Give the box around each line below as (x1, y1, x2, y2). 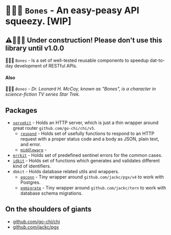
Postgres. (20, 179, 41, 185)
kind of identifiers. (12, 163, 51, 169)
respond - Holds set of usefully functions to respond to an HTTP (20, 130, 155, 137)
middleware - (20, 147, 47, 153)
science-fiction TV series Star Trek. (5, 91, 80, 98)
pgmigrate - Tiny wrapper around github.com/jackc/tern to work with (20, 185, 166, 191)
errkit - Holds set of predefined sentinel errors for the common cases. (12, 152, 162, 158)
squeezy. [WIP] (5, 15, 71, 27)
